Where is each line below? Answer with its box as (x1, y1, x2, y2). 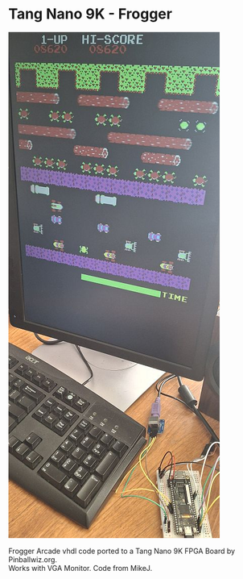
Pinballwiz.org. (8, 554, 58, 564)
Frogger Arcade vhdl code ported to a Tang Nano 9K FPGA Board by (8, 546, 236, 556)
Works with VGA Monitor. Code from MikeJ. (8, 563, 153, 573)
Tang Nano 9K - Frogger (8, 5, 173, 23)
